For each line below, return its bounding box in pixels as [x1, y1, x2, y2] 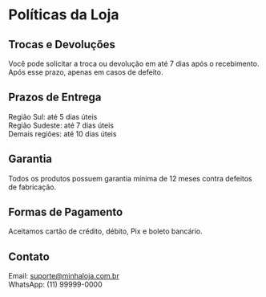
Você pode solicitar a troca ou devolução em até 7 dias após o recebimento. [8, 59, 260, 68]
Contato [8, 250, 50, 263]
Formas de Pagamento [8, 205, 123, 219]
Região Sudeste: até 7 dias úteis [8, 120, 115, 130]
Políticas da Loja [8, 6, 119, 24]
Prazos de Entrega [8, 91, 102, 104]
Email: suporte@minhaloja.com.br [8, 271, 120, 281]
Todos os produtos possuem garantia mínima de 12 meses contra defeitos [8, 173, 252, 183]
